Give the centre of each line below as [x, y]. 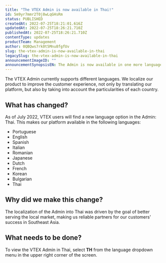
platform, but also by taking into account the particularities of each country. [82, 89]
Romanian [22, 153]
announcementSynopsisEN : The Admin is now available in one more [74, 65]
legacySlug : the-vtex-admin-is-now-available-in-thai [62, 56]
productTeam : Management [31, 42]
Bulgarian [22, 179]
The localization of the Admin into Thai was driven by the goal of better [77, 212]
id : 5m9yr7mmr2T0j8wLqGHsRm [34, 14]
